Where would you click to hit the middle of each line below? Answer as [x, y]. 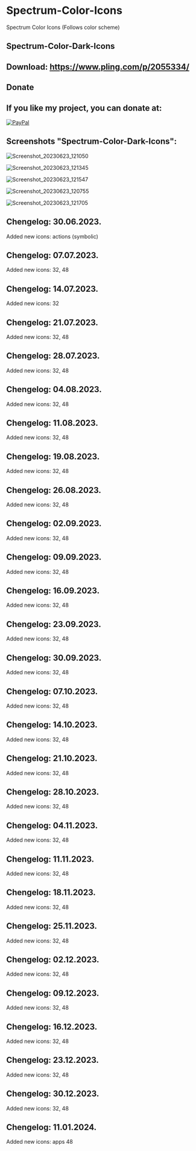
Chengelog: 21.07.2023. [52, 322]
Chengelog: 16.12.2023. [52, 1027]
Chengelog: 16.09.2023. [53, 591]
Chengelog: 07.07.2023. [52, 255]
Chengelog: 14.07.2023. [52, 289]
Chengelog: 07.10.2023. [52, 692]
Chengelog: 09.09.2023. [54, 557]
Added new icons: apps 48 [40, 1142]
